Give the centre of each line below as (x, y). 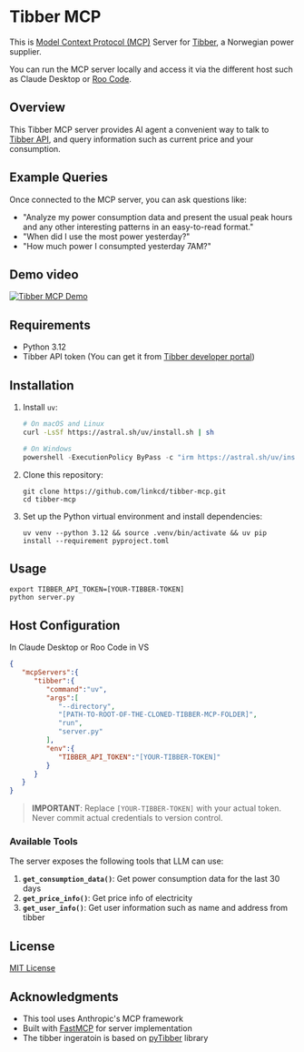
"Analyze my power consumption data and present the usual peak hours (157, 217)
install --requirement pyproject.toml (96, 541)
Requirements (50, 325)
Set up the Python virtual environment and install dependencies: (142, 516)
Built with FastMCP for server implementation (107, 1028)
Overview (38, 108)
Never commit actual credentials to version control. (127, 818)
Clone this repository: (63, 474)
